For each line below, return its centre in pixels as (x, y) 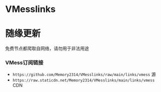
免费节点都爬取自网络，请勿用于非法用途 (47, 48)
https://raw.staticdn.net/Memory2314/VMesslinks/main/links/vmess (84, 80)
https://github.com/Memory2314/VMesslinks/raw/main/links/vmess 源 (84, 74)
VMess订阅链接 (24, 62)
